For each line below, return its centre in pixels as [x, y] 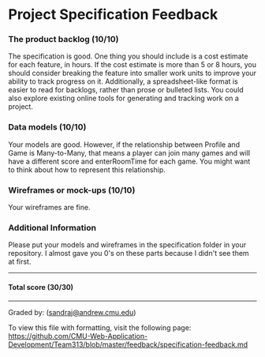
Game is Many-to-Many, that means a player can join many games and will [129, 152]
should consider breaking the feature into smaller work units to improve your [132, 73]
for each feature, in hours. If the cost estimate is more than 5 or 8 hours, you [132, 65]
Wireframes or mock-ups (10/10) [72, 190]
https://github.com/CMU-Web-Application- [78, 336]
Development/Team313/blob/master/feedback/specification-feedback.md [128, 344]
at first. [20, 261]
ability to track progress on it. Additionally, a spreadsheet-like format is [123, 81]
